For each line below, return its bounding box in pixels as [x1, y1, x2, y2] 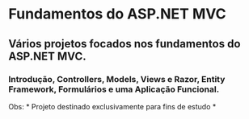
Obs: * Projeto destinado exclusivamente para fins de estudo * [8, 101, 217, 111]
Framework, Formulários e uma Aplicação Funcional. [8, 84, 220, 95]
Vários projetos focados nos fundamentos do [8, 37, 241, 51]
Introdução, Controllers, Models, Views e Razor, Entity [8, 73, 226, 84]
